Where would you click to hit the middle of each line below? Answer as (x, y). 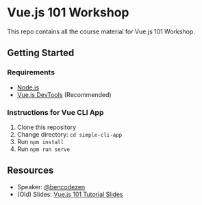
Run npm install (40, 141)
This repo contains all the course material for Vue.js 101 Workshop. (101, 31)
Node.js (28, 87)
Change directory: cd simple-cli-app (70, 134)
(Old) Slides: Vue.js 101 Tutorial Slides (70, 194)
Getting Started (41, 53)
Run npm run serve (43, 149)
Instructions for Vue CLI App (55, 112)
